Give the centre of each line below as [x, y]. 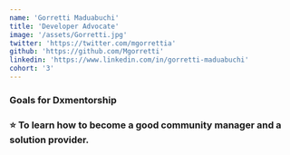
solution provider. [49, 140]
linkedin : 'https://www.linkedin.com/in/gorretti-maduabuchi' [129, 60]
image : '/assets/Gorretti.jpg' [68, 34]
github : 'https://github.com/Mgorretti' [87, 52]
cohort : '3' [32, 69]
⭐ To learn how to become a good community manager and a [145, 125]
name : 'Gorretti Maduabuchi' [64, 18]
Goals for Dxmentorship [63, 100]
